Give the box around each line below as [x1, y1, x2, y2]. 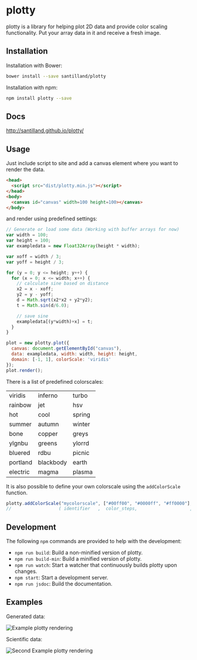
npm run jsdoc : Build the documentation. [14, 580, 113, 588]
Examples [6, 597, 43, 607]
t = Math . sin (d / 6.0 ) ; [16, 302, 69, 309]
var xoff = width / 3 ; [6, 253, 62, 259]
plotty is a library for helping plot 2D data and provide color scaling [6, 23, 168, 30]
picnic [72, 448, 90, 457]
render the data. [6, 166, 45, 173]
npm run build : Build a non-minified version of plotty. [14, 549, 143, 556]
